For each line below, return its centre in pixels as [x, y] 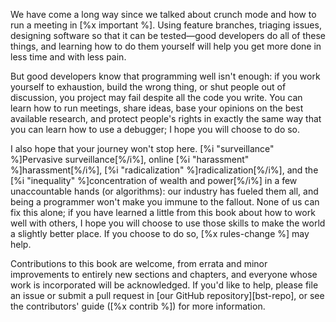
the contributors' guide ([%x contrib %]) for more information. [138, 306]
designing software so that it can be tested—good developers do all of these [168, 35]
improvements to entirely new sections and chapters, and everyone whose [164, 274]
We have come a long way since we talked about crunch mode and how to [163, 14]
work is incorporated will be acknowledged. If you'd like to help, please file [164, 285]
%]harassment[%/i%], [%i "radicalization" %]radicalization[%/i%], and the [164, 170]
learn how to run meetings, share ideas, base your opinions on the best [157, 108]
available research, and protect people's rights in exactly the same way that [166, 118]
